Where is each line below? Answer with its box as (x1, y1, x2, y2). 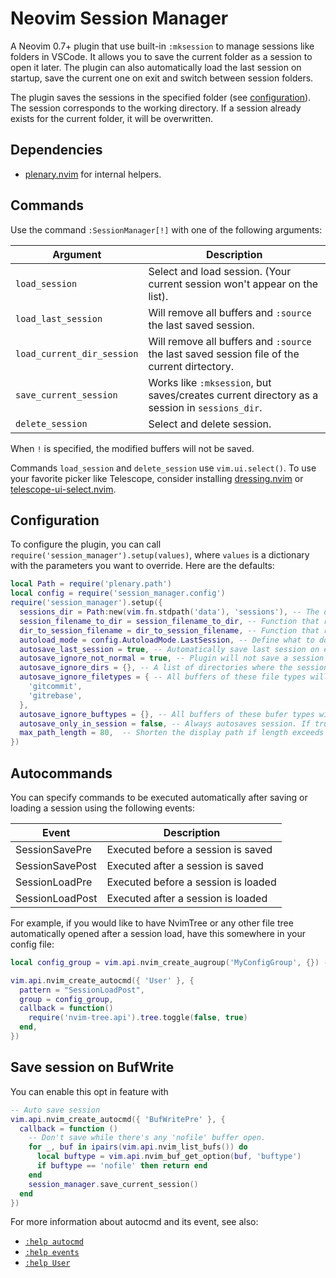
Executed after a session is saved (106, 858, 264, 872)
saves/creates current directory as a (148, 388, 319, 402)
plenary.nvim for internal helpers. (24, 168, 162, 180)
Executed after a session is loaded (106, 891, 268, 905)
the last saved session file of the (148, 347, 300, 361)
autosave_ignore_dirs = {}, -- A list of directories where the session (19, 663, 329, 673)
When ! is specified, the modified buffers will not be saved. (10, 442, 255, 454)
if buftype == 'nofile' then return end (36, 1161, 208, 1171)
